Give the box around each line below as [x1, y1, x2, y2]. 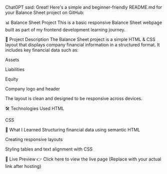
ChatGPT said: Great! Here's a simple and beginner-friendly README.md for [5, 4, 162, 10]
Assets [5, 57, 19, 62]
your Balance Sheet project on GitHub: [5, 9, 84, 15]
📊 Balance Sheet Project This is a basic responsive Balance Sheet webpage [5, 19, 162, 25]
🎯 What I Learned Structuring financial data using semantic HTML [5, 127, 140, 132]
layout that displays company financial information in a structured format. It [5, 42, 160, 47]
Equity [5, 76, 18, 82]
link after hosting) [5, 163, 41, 169]
